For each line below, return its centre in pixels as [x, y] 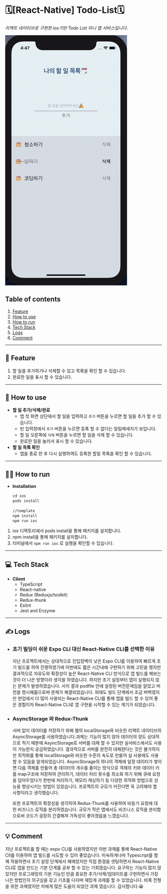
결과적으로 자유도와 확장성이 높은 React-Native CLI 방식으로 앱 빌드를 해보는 [87, 673]
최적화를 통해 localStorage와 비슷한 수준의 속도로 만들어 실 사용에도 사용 [88, 755]
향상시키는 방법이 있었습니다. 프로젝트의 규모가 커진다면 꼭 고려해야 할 [89, 786]
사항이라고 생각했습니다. [36, 792]
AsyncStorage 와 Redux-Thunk [50, 719]
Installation [24, 486]
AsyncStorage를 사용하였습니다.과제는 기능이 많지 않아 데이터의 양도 [79, 736]
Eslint [25, 605]
